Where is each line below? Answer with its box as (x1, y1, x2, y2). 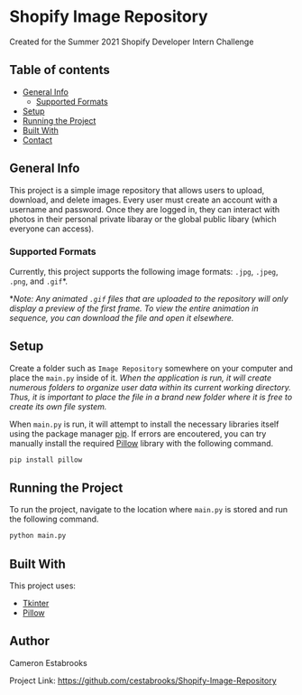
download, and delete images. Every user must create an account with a (9, 194, 278, 205)
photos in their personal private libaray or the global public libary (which (9, 213, 277, 224)
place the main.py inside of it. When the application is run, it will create (9, 372, 272, 383)
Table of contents (9, 62, 110, 78)
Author (9, 634, 50, 649)
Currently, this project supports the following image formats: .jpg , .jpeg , (9, 266, 279, 277)
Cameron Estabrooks (9, 657, 87, 668)
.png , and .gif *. (9, 276, 69, 286)
